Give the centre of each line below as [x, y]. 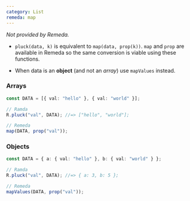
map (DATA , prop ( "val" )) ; [37, 131]
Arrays [16, 86]
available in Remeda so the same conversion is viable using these [95, 52]
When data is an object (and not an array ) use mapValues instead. [95, 70]
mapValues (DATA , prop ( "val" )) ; [45, 192]
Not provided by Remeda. [38, 34]
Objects [18, 146]
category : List [25, 12]
